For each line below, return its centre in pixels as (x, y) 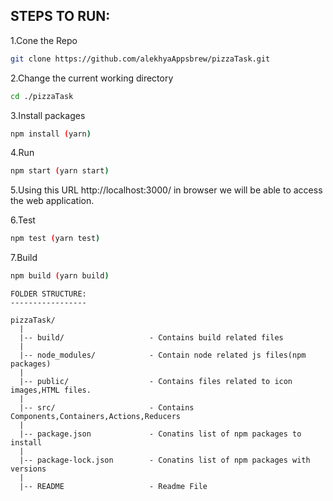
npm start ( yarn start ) (60, 171)
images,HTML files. (51, 390)
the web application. (52, 201)
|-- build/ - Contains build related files (151, 338)
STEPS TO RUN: (60, 16)
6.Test (23, 220)
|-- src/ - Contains (107, 408)
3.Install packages (48, 115)
